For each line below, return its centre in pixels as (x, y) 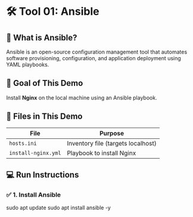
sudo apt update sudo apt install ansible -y (59, 208)
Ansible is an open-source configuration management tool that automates (97, 52)
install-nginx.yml (35, 153)
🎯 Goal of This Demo (45, 83)
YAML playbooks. (28, 64)
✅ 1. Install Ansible (34, 194)
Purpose (112, 133)
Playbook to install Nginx (102, 153)
